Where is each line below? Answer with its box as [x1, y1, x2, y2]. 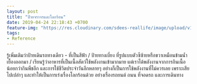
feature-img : [6, 24, 39, 31]
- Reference [6, 36, 36, 41]
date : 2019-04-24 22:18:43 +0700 [6, 19, 88, 25]
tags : [6, 30, 20, 36]
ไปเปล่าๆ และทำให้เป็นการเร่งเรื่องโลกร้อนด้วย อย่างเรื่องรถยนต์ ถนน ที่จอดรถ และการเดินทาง [6, 71, 184, 78]
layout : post [6, 8, 39, 15]
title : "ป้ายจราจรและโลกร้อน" [6, 14, 66, 20]
